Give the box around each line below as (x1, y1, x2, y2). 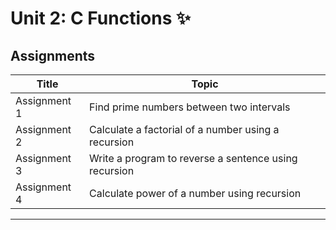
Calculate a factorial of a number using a (89, 123, 280, 136)
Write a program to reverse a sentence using (89, 152, 298, 165)
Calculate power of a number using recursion (89, 187, 302, 200)
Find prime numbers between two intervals (89, 100, 291, 114)
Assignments (10, 47, 96, 64)
